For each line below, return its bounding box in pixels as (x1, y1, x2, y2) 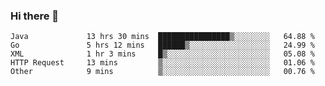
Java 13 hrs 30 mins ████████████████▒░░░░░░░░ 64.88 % (10, 32, 315, 42)
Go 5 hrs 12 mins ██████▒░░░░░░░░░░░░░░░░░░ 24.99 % (10, 40, 315, 51)
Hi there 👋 (10, 9, 60, 23)
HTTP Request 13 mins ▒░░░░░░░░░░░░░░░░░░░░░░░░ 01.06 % (10, 58, 315, 68)
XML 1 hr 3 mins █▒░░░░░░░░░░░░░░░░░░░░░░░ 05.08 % (10, 49, 315, 59)
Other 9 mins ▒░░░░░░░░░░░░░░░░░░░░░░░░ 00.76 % (10, 67, 315, 77)
